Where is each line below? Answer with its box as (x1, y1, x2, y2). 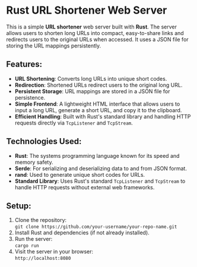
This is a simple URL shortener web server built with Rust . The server (6, 23, 177, 30)
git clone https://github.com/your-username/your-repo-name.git (14, 224, 177, 230)
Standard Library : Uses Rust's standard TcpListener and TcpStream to (14, 177, 186, 185)
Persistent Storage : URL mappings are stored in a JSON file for (14, 87, 170, 95)
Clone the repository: (14, 217, 67, 224)
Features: (6, 59, 43, 69)
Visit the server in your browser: (14, 248, 94, 255)
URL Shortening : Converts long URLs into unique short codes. (14, 75, 167, 82)
